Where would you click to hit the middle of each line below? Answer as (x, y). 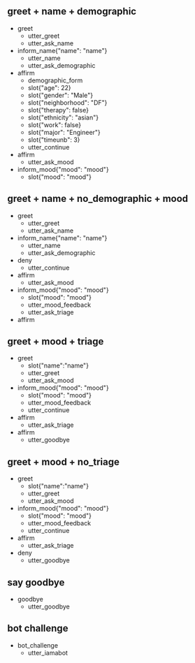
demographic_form (55, 80)
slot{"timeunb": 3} (54, 140)
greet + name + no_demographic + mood (98, 199)
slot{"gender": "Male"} (60, 95)
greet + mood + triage (56, 342)
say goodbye (36, 582)
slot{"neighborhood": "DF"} (67, 102)
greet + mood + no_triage (64, 461)
